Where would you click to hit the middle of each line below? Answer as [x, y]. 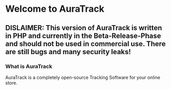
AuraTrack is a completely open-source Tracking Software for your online [83, 77]
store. [12, 83]
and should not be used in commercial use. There [85, 44]
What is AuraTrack [29, 66]
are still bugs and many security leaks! [68, 52]
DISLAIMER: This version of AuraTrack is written [84, 28]
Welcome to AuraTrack [55, 9]
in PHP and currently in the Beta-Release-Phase [83, 36]
